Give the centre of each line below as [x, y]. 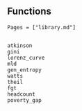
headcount [22, 94]
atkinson [20, 45]
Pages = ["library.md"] [42, 27]
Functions [30, 11]
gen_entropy [24, 70]
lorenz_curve [26, 58]
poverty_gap [24, 100]
